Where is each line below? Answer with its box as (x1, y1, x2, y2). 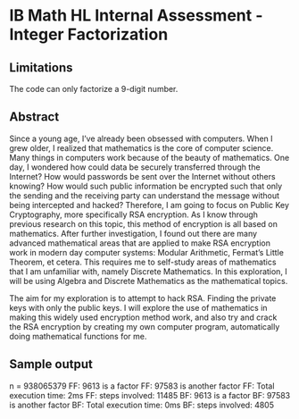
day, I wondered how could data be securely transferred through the (9, 162, 261, 172)
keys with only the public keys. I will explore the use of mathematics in (9, 302, 268, 313)
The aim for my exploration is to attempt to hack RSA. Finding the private (9, 292, 277, 304)
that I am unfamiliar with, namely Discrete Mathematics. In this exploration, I (9, 265, 287, 277)
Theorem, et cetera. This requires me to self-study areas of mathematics (9, 256, 277, 267)
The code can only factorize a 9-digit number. (9, 84, 179, 94)
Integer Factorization (9, 24, 169, 45)
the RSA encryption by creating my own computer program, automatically (9, 321, 280, 331)
